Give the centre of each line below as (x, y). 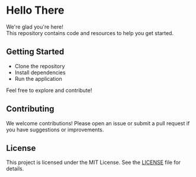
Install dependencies (40, 72)
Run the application (38, 78)
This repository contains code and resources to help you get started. (90, 33)
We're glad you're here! (35, 27)
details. (15, 169)
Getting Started (35, 52)
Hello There (35, 10)
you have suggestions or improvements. (55, 129)
